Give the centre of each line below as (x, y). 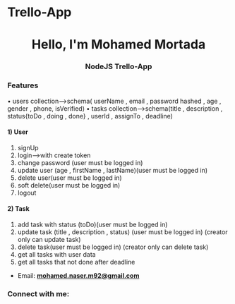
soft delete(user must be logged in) (69, 185)
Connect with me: (38, 293)
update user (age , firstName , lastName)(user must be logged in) (113, 170)
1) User (18, 132)
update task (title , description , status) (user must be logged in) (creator (122, 232)
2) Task (18, 209)
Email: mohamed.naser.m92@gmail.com (78, 275)
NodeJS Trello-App (119, 66)
